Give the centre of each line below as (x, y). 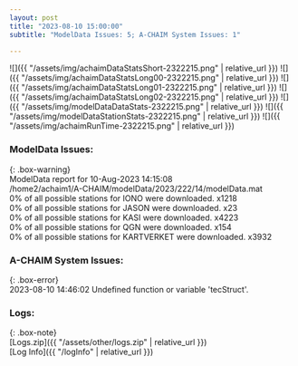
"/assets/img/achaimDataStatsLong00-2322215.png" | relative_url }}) (150, 78)
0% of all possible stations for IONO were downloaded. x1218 (123, 198)
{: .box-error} (34, 279)
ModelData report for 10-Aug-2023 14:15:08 (91, 178)
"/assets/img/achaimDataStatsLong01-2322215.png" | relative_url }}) (149, 88)
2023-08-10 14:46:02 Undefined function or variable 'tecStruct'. (129, 289)
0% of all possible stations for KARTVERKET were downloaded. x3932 (141, 236)
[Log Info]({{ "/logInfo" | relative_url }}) (82, 352)
